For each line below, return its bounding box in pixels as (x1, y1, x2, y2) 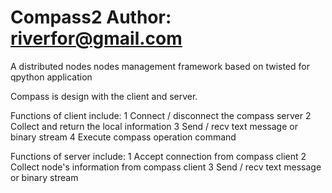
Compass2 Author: (10, 6, 172, 29)
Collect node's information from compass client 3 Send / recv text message (10, 161, 322, 173)
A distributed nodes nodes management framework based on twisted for (10, 60, 310, 72)
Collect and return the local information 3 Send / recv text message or (10, 120, 298, 132)
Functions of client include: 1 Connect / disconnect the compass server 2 (10, 109, 312, 121)
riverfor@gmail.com (10, 27, 183, 50)
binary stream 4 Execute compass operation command (10, 131, 237, 143)
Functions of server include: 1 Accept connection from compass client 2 (10, 150, 307, 162)
